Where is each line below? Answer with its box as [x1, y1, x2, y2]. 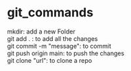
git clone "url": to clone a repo [7, 56, 93, 64]
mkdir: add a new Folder [7, 27, 75, 35]
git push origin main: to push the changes [7, 49, 125, 57]
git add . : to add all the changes [7, 34, 98, 42]
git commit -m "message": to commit [7, 42, 112, 50]
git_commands [7, 5, 94, 20]
